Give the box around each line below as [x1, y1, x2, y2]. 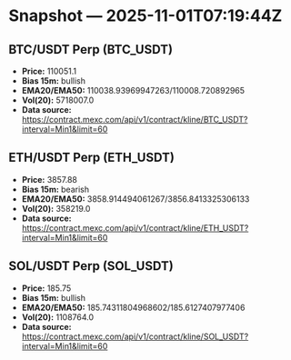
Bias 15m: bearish [21, 184, 90, 195]
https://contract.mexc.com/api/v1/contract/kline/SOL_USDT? [21, 331, 249, 342]
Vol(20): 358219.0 [21, 203, 91, 214]
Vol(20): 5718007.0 [21, 95, 95, 105]
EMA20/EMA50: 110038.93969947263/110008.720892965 [21, 85, 246, 95]
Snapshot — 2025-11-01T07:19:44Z [8, 5, 283, 26]
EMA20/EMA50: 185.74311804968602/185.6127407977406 [21, 302, 246, 313]
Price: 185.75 [21, 283, 72, 294]
